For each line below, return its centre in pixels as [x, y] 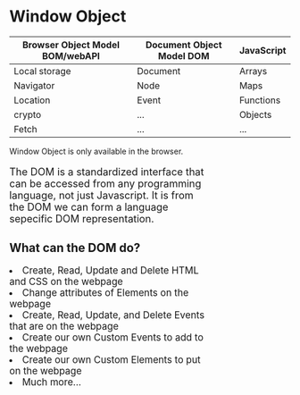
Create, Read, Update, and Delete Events [113, 315]
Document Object [184, 45]
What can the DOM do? [75, 248]
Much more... [52, 382]
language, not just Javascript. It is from [101, 195]
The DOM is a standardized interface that [107, 172]
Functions [260, 100]
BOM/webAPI [71, 55]
